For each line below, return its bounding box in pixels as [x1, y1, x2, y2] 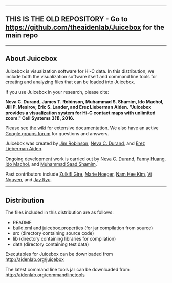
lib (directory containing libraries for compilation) [12, 236, 116, 242]
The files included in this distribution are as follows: [5, 209, 114, 215]
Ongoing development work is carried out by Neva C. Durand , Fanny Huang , [5, 156, 166, 162]
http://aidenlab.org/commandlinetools [5, 272, 85, 278]
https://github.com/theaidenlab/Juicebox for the [5, 23, 165, 32]
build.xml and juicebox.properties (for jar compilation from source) [12, 225, 153, 231]
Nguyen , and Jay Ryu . [5, 176, 52, 182]
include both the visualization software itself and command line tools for [5, 73, 157, 79]
